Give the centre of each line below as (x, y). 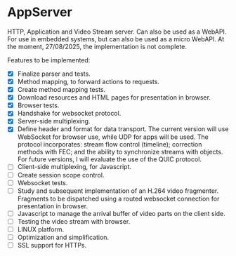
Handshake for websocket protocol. (69, 114)
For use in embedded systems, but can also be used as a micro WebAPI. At (116, 39)
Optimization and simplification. (63, 237)
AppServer (40, 12)
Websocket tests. (42, 182)
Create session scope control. (61, 175)
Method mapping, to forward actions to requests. (88, 82)
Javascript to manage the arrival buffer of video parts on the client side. (122, 213)
